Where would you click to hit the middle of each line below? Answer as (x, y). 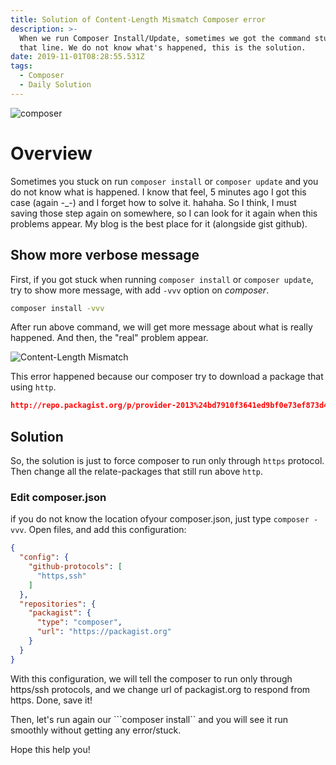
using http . (33, 387)
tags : (21, 66)
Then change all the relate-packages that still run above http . (137, 472)
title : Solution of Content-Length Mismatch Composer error (138, 19)
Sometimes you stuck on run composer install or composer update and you (164, 181)
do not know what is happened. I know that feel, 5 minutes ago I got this (158, 192)
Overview (51, 153)
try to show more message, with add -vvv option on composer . (140, 290)
